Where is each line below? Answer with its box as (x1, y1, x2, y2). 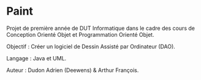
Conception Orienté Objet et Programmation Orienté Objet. (6, 31, 154, 38)
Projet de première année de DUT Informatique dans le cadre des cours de (6, 24, 195, 32)
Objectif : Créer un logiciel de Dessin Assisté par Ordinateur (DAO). (6, 43, 176, 50)
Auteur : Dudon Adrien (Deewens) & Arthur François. (6, 66, 139, 74)
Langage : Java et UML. (6, 54, 67, 62)
